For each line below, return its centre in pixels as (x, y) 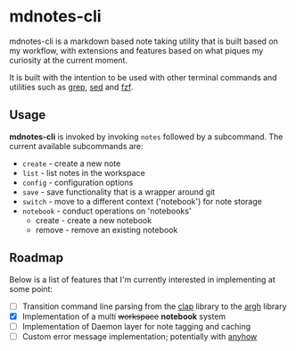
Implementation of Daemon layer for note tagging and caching (136, 326)
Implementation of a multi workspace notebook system (124, 316)
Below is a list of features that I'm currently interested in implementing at (143, 280)
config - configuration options (78, 182)
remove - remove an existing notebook (107, 230)
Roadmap (37, 258)
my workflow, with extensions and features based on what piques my (136, 50)
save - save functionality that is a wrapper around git (119, 192)
